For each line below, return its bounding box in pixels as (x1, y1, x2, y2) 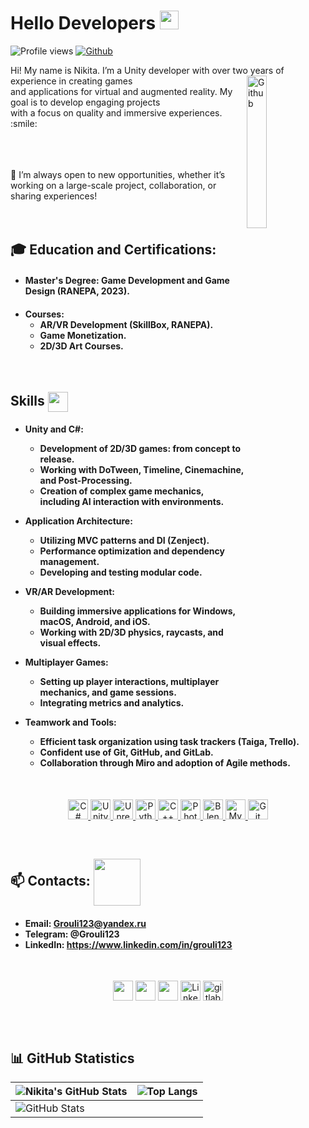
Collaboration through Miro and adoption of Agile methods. (39, 757, 291, 769)
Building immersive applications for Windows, (39, 605, 236, 617)
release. (39, 453, 75, 465)
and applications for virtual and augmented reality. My (10, 85, 233, 97)
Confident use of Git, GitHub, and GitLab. (39, 746, 214, 759)
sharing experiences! (10, 190, 98, 202)
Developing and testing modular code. (39, 566, 203, 579)
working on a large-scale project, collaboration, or (10, 179, 217, 191)
